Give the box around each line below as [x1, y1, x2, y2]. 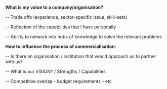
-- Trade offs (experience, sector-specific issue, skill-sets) [5, 14, 128, 20]
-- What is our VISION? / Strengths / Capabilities [5, 68, 106, 74]
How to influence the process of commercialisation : [5, 43, 116, 50]
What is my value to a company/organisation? [5, 5, 104, 10]
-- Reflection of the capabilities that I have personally [5, 24, 116, 30]
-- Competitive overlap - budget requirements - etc [5, 78, 112, 84]
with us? [5, 59, 23, 65]
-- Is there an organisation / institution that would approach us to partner [5, 53, 157, 59]
